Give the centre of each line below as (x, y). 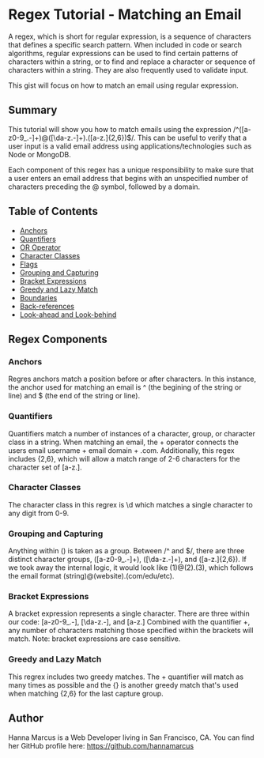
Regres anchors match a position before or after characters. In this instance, (132, 379)
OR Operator (40, 247)
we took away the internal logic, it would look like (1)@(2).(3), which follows (131, 568)
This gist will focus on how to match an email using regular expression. (123, 85)
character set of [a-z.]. (45, 467)
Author (26, 718)
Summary (33, 110)
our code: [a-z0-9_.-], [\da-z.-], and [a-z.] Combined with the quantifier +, (129, 622)
